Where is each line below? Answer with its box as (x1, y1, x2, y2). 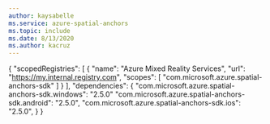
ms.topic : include (8, 27, 71, 35)
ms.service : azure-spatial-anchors (8, 19, 129, 27)
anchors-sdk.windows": (8, 89, 88, 99)
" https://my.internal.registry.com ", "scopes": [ (8, 72, 161, 82)
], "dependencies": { (65, 81, 134, 91)
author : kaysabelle (8, 11, 75, 20)
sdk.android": (8, 98, 54, 108)
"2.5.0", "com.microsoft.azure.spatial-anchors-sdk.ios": (55, 98, 242, 108)
